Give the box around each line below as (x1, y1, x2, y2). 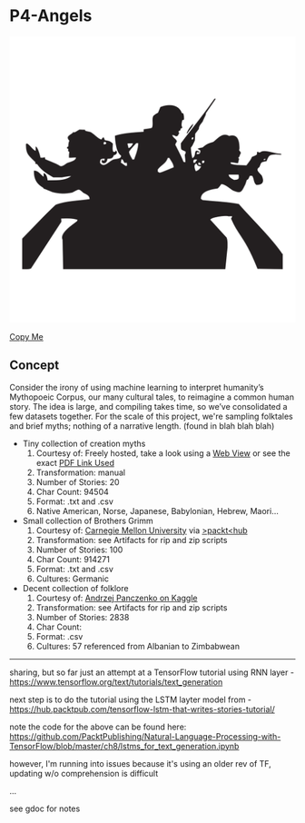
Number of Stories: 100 (35, 544, 123, 555)
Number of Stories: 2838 (35, 611, 130, 622)
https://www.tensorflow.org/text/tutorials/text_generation (9, 676, 223, 687)
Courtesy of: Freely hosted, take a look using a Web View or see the (35, 447, 290, 459)
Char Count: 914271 (35, 553, 111, 564)
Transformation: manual (35, 467, 125, 478)
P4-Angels (9, 5, 93, 26)
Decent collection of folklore (22, 582, 129, 593)
